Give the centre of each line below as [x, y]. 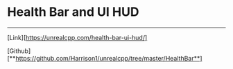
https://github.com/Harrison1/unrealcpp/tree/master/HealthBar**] [109, 58]
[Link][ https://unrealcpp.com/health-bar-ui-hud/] [77, 37]
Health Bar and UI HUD [73, 12]
